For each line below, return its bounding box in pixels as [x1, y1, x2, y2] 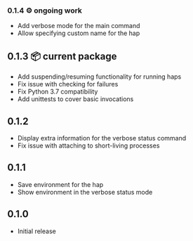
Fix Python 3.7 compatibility [17, 87, 98, 96]
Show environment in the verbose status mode [17, 188, 153, 196]
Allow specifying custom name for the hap [17, 29, 140, 37]
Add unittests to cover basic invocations [17, 95, 134, 103]
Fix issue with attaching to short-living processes [17, 141, 160, 150]
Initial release [17, 227, 56, 235]
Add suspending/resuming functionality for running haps [17, 72, 182, 81]
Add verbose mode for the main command [17, 22, 140, 30]
